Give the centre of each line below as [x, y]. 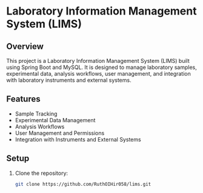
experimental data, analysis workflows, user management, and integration [98, 74]
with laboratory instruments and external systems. [69, 80]
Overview [25, 46]
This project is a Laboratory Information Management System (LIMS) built [98, 61]
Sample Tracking [36, 114]
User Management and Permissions [60, 133]
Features [23, 99]
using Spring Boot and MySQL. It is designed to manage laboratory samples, [101, 67]
